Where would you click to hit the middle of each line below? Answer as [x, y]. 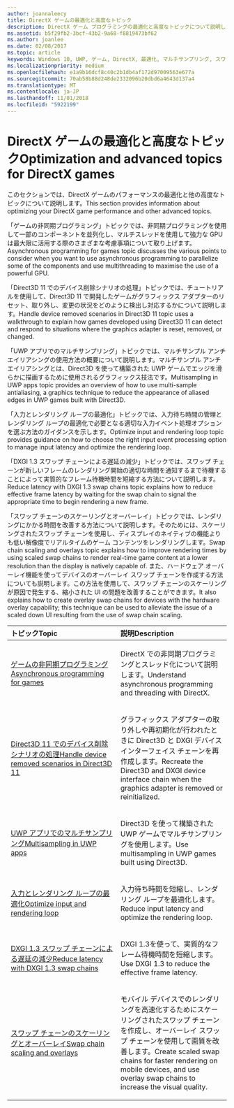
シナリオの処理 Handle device [58, 754]
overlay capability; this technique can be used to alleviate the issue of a [110, 607]
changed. [21, 336]
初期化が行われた [183, 730]
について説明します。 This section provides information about [113, 203]
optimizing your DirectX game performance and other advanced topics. [110, 211]
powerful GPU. [28, 273]
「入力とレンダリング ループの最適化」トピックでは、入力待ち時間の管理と [115, 414]
